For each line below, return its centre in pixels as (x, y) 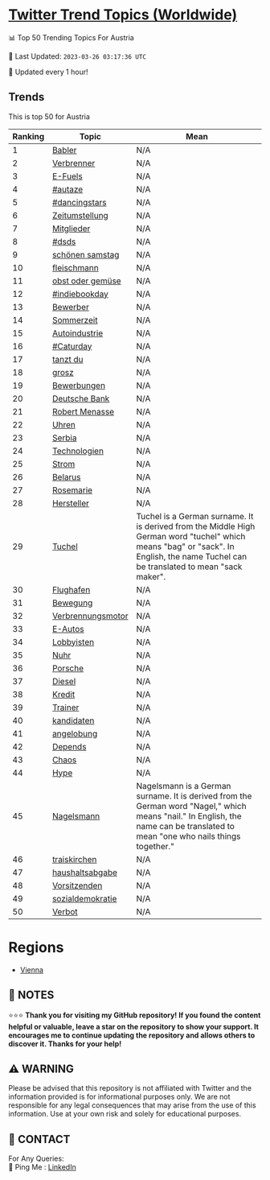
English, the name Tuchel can (192, 556)
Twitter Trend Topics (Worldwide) (123, 15)
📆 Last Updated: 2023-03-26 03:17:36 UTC (78, 56)
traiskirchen (74, 859)
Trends (27, 97)
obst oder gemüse (87, 281)
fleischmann (75, 267)
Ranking (29, 136)
